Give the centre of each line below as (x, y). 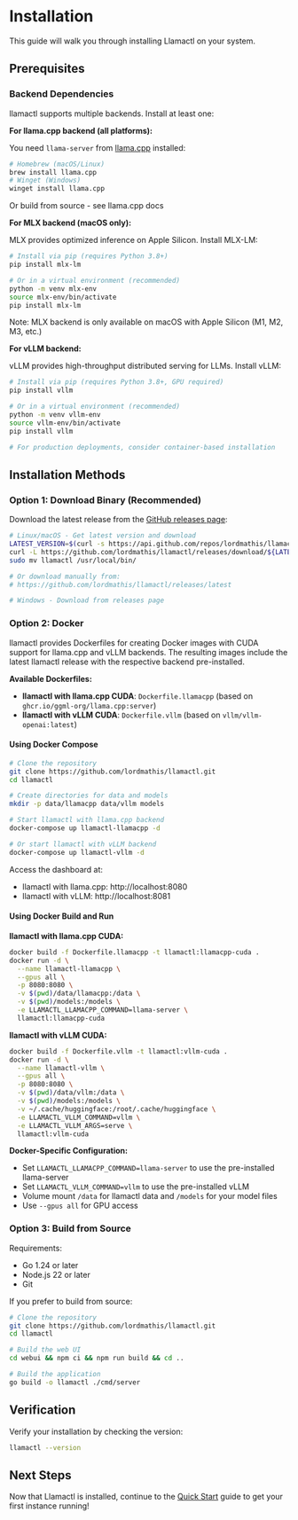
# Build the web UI (45, 1350)
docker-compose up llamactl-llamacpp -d (85, 828)
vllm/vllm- (243, 716)
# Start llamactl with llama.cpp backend (87, 820)
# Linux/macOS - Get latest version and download (103, 536)
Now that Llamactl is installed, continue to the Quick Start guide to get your (146, 1497)
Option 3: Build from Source (70, 1228)
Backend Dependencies (62, 94)
